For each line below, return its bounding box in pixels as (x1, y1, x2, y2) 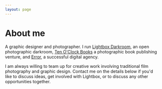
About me (5, 27, 45, 38)
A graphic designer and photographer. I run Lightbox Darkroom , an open (5, 44, 149, 50)
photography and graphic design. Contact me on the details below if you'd (5, 68, 153, 74)
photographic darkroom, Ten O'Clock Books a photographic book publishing (5, 49, 157, 54)
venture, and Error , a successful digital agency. (5, 54, 99, 60)
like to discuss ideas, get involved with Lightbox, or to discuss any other (5, 73, 148, 79)
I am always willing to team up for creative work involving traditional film (5, 63, 149, 69)
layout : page (5, 7, 31, 12)
